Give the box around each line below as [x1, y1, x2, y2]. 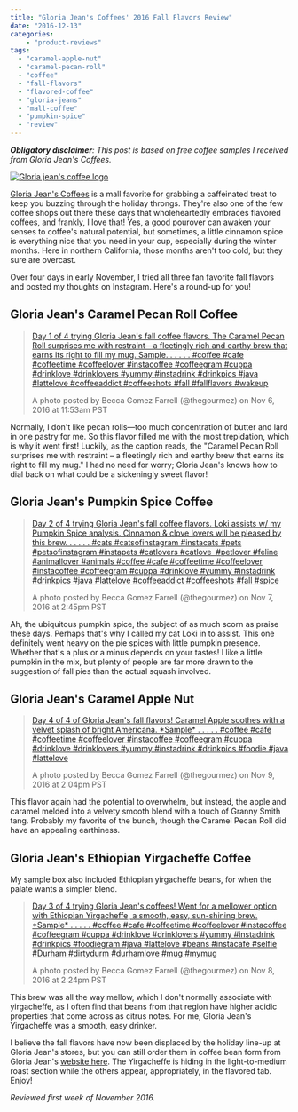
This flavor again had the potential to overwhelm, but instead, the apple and [10, 797, 286, 807]
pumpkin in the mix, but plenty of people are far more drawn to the [10, 656, 254, 667]
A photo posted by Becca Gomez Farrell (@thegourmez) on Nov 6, [31, 394, 275, 405]
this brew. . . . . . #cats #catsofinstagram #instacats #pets [31, 536, 242, 547]
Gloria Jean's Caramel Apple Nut [10, 692, 194, 707]
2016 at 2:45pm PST [31, 601, 107, 612]
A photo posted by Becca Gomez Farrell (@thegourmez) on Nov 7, [31, 592, 274, 602]
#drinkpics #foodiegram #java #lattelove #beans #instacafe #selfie [31, 939, 278, 949]
